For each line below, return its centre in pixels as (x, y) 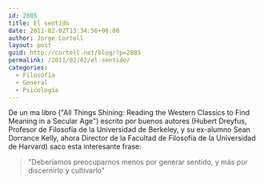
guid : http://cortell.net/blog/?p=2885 (75, 53)
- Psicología (37, 90)
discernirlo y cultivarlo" (66, 171)
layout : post (30, 46)
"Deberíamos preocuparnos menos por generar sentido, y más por (138, 162)
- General (32, 82)
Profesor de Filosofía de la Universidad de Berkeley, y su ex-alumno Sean (129, 129)
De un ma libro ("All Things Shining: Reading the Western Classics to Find (129, 113)
